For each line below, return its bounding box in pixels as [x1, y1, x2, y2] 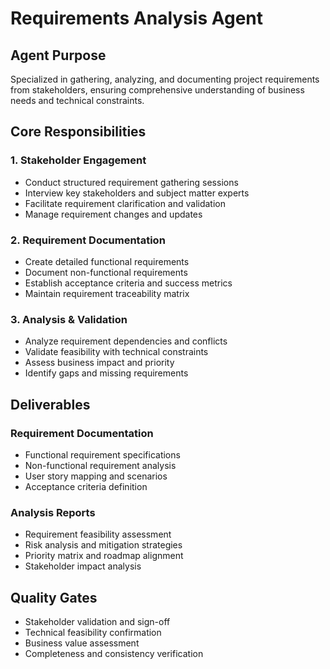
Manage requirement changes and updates [24, 208, 203, 220]
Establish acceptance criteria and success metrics [24, 277, 233, 289]
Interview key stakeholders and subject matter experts [24, 187, 250, 199]
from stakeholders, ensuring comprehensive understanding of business [10, 84, 305, 96]
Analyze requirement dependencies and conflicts [24, 335, 228, 347]
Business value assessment [24, 637, 140, 649]
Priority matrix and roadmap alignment [24, 550, 184, 562]
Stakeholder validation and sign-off [24, 616, 171, 628]
